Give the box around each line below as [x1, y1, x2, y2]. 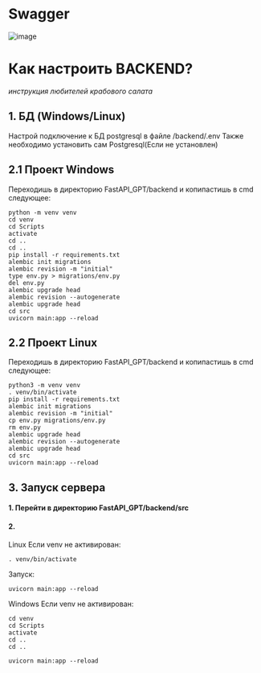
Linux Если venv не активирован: [8, 539, 121, 549]
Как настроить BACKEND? [8, 60, 194, 78]
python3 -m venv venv [8, 382, 81, 390]
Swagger [8, 5, 70, 23]
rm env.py [8, 423, 42, 431]
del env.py [8, 279, 45, 287]
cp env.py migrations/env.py [8, 416, 106, 425]
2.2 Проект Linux [8, 336, 98, 349]
